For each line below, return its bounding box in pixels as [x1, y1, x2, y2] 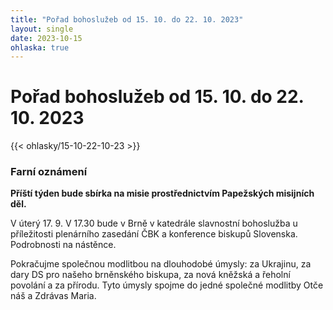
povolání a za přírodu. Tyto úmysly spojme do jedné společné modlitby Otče [10, 279, 324, 291]
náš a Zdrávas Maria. [10, 290, 97, 302]
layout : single [10, 24, 74, 34]
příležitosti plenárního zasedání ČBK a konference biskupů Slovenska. [10, 228, 298, 240]
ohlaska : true [10, 42, 70, 53]
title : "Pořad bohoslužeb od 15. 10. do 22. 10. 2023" [10, 14, 244, 25]
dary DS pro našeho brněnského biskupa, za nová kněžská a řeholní [10, 269, 291, 281]
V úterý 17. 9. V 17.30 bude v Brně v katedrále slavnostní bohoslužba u [10, 217, 298, 230]
